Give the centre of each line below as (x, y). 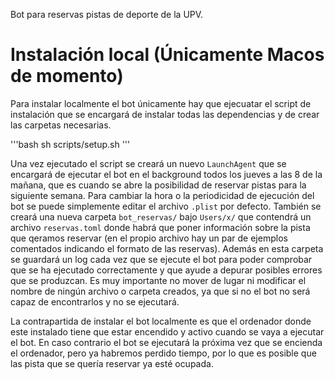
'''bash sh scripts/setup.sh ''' (70, 144)
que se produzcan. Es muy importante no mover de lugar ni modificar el (158, 280)
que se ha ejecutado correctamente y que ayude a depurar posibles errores (166, 270)
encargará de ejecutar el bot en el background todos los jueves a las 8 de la (166, 174)
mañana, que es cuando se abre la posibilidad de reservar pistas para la (158, 185)
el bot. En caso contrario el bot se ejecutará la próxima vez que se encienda (166, 342)
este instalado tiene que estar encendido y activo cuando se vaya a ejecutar (167, 331)
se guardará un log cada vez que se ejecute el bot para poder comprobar (161, 259)
